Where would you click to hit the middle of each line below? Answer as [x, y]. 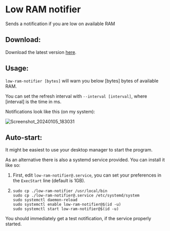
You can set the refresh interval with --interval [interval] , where [76, 96]
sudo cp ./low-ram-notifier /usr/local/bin [60, 191]
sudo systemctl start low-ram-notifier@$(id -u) [66, 209]
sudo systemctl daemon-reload [45, 200]
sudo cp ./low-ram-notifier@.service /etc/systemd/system [76, 196]
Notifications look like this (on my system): [50, 111]
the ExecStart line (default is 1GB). [49, 181]
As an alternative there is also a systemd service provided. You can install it [85, 160]
